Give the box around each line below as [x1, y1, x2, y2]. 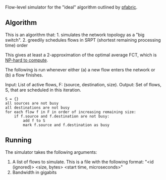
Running [5, 136, 32, 144]
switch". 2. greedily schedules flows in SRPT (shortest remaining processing [5, 37, 161, 43]
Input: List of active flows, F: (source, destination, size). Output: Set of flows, [5, 81, 162, 87]
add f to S [23, 118, 46, 123]
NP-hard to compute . [5, 57, 48, 63]
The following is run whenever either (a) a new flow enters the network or [5, 66, 156, 72]
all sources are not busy [5, 101, 58, 106]
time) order [5, 42, 28, 48]
